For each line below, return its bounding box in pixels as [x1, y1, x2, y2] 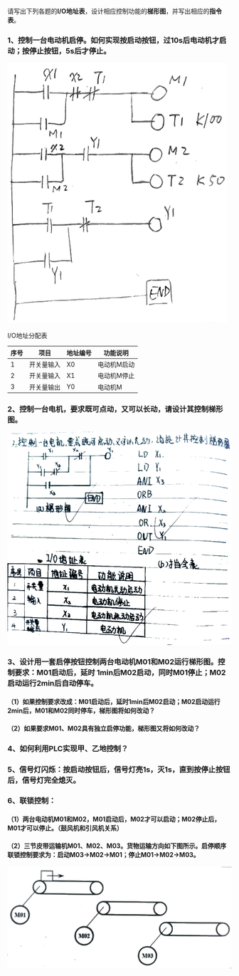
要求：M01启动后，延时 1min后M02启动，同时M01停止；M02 [14, 668, 226, 678]
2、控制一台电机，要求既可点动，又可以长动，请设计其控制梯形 [7, 404, 223, 414]
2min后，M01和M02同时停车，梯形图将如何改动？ [7, 706, 155, 715]
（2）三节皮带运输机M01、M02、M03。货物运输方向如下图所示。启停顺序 [7, 841, 227, 850]
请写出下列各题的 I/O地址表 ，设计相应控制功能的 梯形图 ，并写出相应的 [7, 7, 210, 15]
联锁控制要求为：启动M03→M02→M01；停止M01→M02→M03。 [7, 850, 201, 859]
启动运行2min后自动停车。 [7, 678, 98, 688]
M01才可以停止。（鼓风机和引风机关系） [7, 824, 123, 832]
